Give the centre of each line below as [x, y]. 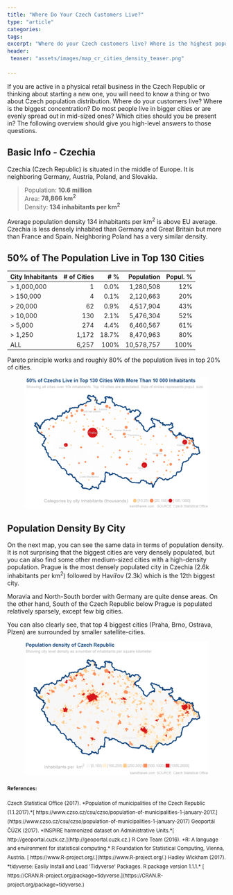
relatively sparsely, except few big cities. [65, 611]
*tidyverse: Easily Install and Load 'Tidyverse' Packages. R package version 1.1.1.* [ [106, 867]
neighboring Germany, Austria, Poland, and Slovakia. [83, 176]
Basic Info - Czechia [51, 153]
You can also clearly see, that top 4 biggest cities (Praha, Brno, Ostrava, [110, 625]
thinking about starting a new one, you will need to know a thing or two [109, 94]
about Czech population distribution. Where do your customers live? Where [115, 101]
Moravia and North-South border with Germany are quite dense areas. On [113, 596]
